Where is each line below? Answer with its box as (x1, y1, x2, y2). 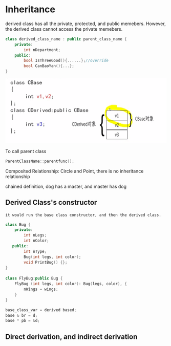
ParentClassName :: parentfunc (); (5, 159, 74, 164)
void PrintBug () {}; (24, 259, 68, 265)
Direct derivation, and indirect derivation (5, 332, 138, 341)
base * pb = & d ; (5, 318, 40, 323)
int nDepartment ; (24, 47, 60, 52)
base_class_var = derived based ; (5, 307, 77, 313)
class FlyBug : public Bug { (5, 276, 63, 281)
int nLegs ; (24, 233, 47, 238)
